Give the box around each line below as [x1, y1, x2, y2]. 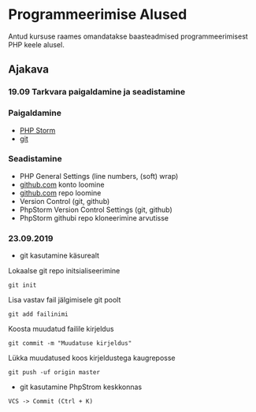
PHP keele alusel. [8, 39, 65, 49]
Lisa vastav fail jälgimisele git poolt [8, 295, 121, 305]
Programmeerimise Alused [8, 6, 187, 24]
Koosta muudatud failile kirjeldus [8, 325, 114, 334]
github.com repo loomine [19, 187, 102, 198]
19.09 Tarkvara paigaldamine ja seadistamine [8, 87, 186, 98]
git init [8, 281, 37, 289]
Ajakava [8, 63, 50, 76]
